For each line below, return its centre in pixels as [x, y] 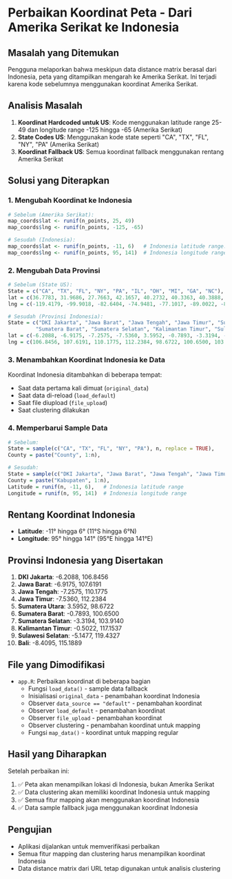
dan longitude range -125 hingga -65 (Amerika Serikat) [105, 130]
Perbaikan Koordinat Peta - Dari [100, 13]
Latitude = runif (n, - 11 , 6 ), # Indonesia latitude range [96, 487]
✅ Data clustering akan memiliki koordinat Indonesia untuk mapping [114, 792]
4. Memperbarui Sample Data [58, 428]
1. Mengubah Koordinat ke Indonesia [70, 200]
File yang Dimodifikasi [56, 665]
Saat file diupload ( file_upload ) [63, 403]
